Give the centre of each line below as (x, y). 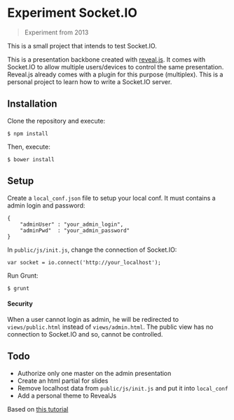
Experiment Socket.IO (73, 13)
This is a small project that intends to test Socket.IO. (82, 46)
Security (20, 304)
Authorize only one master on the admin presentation (94, 373)
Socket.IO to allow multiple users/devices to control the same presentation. (116, 67)
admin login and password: (46, 205)
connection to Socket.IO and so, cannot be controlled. (85, 334)
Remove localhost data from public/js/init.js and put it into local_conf (123, 388)
